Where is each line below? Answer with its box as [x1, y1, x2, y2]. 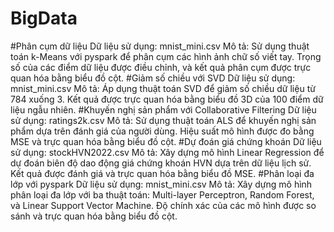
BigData [10, 7, 78, 30]
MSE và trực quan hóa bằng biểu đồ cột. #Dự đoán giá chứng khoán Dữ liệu [10, 135, 322, 147]
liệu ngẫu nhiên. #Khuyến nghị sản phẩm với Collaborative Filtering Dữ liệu [10, 103, 317, 116]
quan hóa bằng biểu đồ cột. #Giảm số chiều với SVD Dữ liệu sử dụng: [10, 72, 296, 84]
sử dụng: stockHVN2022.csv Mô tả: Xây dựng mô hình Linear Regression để [10, 146, 325, 158]
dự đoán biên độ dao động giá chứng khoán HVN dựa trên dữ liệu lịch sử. [10, 157, 312, 169]
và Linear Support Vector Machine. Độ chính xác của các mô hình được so [10, 199, 317, 211]
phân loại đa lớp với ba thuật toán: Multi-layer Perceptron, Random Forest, [10, 188, 315, 201]
